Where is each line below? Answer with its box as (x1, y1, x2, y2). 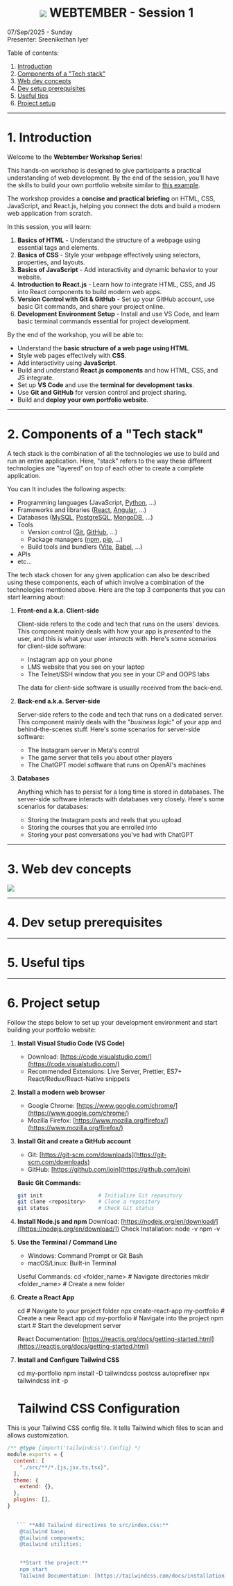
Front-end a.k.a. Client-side (17, 606, 99, 615)
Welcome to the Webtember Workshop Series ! (7, 153, 143, 161)
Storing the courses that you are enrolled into (27, 823, 157, 831)
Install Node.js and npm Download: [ (17, 1218, 123, 1226)
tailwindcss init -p (17, 1376, 69, 1385)
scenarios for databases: (17, 802, 89, 810)
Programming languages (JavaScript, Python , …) (17, 498, 157, 506)
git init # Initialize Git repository (17, 1192, 182, 1199)
